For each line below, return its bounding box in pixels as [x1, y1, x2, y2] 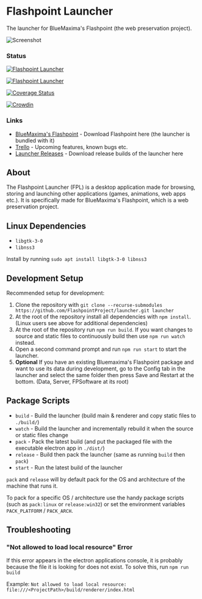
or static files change [15, 431, 68, 438]
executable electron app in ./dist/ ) [15, 444, 105, 452]
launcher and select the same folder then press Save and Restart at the [15, 371, 194, 378]
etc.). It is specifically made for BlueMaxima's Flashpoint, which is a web [6, 197, 189, 204]
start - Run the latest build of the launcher [15, 463, 123, 471]
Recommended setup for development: [6, 289, 105, 296]
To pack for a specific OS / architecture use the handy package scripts [6, 494, 184, 501]
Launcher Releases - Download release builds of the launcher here [15, 150, 184, 157]
